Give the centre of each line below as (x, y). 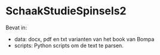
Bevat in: (16, 27)
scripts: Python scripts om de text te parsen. (69, 45)
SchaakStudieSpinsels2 (66, 11)
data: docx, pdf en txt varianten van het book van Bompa (84, 39)
